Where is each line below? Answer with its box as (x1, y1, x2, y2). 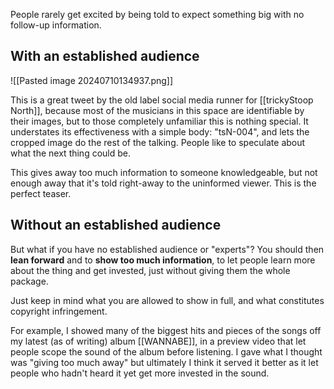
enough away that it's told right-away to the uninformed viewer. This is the (10, 177, 317, 189)
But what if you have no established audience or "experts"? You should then (10, 243, 325, 255)
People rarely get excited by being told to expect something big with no (10, 9, 305, 20)
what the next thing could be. (10, 147, 132, 159)
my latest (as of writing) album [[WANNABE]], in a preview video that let (10, 335, 307, 347)
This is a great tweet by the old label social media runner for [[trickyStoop (10, 94, 314, 106)
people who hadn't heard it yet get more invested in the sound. (10, 367, 270, 379)
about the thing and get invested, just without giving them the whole (10, 264, 291, 276)
